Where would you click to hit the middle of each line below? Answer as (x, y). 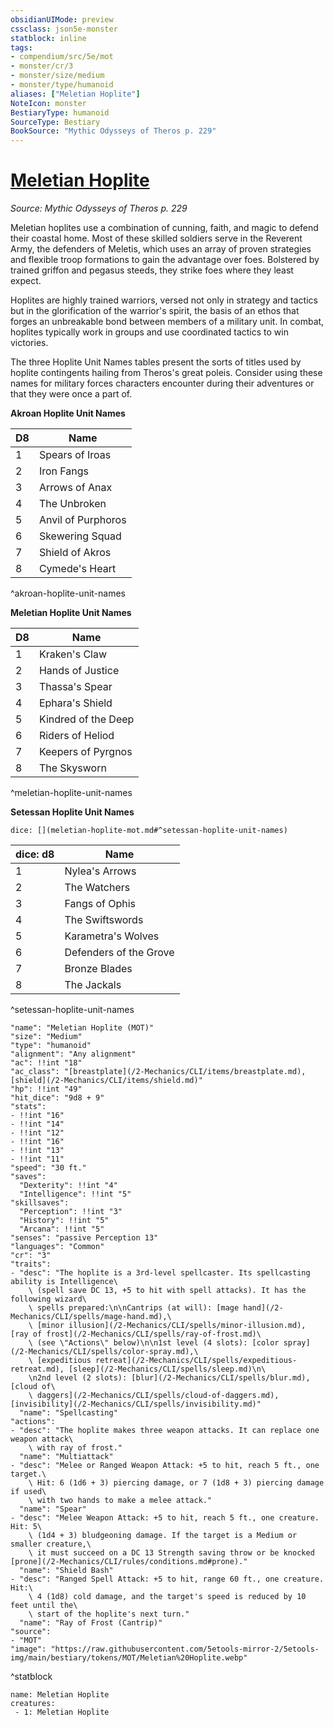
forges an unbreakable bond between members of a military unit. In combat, (167, 322)
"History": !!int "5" (64, 1221)
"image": (28, 1649)
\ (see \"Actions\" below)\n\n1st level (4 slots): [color (154, 1343)
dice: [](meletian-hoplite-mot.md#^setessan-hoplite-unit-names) (149, 831)
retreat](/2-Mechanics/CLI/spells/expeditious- (196, 1361)
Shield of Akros (75, 553)
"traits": (31, 1264)
